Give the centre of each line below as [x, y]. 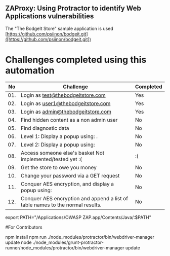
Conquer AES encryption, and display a [67, 184]
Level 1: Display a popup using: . [59, 136]
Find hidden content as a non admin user [69, 120]
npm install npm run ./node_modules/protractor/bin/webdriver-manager [80, 237]
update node [18, 242]
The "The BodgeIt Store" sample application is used [59, 28]
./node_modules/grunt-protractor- [68, 242]
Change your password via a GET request [70, 175]
